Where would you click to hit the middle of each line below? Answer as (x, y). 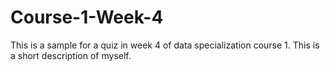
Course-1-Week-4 (87, 17)
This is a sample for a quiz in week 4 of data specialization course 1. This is (165, 45)
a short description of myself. (71, 55)
